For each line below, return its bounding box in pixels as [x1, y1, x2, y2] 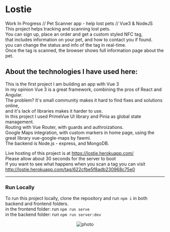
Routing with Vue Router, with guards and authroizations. [5, 124, 124, 130]
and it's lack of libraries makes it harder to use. [5, 108, 103, 114]
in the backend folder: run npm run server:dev [5, 212, 101, 218]
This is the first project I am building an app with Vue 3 [5, 81, 119, 87]
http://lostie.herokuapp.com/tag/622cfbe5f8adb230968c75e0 [5, 166, 136, 172]
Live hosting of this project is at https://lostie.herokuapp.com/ [5, 150, 134, 156]
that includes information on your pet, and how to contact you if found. [5, 37, 153, 43]
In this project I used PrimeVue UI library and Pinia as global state [5, 113, 142, 119]
